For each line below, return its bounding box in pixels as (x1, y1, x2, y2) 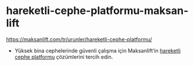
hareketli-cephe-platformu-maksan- (6, 4, 189, 18)
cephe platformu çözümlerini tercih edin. (14, 53, 113, 60)
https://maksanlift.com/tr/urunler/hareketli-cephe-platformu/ (6, 36, 152, 43)
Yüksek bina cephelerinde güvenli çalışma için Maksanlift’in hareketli (14, 47, 181, 54)
